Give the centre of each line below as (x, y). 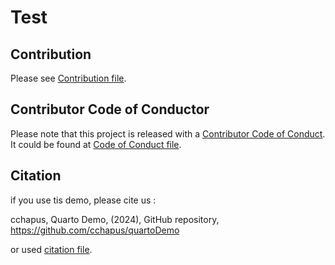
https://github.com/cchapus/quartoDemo (95, 230)
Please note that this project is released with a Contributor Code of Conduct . (168, 133)
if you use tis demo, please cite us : (83, 200)
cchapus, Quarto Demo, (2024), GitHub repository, (115, 219)
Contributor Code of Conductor (110, 109)
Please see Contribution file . (68, 78)
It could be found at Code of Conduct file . (96, 144)
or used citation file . (51, 249)
